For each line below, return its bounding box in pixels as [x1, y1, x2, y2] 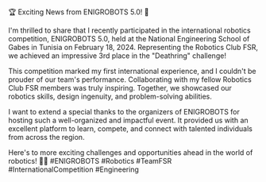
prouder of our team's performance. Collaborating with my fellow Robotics [8, 75, 252, 84]
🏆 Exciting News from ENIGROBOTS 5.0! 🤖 [8, 7, 149, 17]
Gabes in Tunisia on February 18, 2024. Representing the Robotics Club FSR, [8, 43, 258, 52]
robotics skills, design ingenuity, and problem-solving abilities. [8, 91, 212, 101]
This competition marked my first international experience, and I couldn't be [8, 67, 256, 76]
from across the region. [8, 133, 85, 141]
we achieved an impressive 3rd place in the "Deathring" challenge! [8, 51, 226, 60]
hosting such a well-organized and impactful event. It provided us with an [8, 115, 249, 125]
